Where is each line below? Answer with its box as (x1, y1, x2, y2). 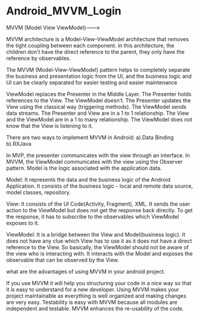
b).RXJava (6, 140, 32, 147)
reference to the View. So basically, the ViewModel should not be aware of (6, 243, 189, 250)
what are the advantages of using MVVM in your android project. (6, 268, 166, 275)
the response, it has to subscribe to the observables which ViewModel (6, 213, 179, 220)
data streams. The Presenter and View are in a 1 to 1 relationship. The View (6, 109, 189, 117)
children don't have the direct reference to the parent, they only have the (6, 48, 185, 55)
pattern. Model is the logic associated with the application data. (6, 164, 162, 172)
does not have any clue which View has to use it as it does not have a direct (6, 237, 192, 244)
